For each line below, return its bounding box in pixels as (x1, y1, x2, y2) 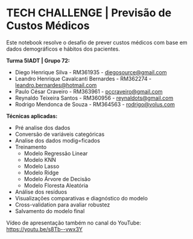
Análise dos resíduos (14, 188, 68, 196)
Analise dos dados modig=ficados (14, 136, 101, 144)
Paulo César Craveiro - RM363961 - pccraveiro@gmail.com (14, 88, 163, 95)
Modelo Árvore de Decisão (24, 175, 91, 182)
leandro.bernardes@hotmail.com (14, 81, 97, 89)
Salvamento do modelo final (14, 207, 85, 214)
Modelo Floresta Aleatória (24, 182, 89, 189)
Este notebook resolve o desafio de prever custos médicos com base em (6, 39, 188, 46)
